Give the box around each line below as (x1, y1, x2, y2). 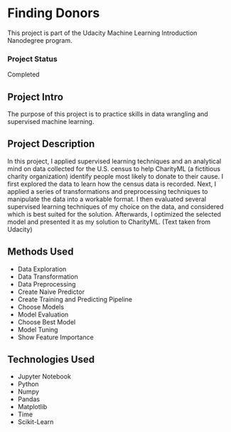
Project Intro (7, 91, 64, 103)
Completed (7, 70, 41, 79)
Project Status (7, 53, 58, 63)
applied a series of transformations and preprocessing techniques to (7, 187, 208, 195)
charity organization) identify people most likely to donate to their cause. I (7, 172, 224, 180)
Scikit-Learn (17, 418, 54, 426)
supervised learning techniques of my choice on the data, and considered (7, 202, 224, 211)
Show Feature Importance (17, 333, 94, 341)
